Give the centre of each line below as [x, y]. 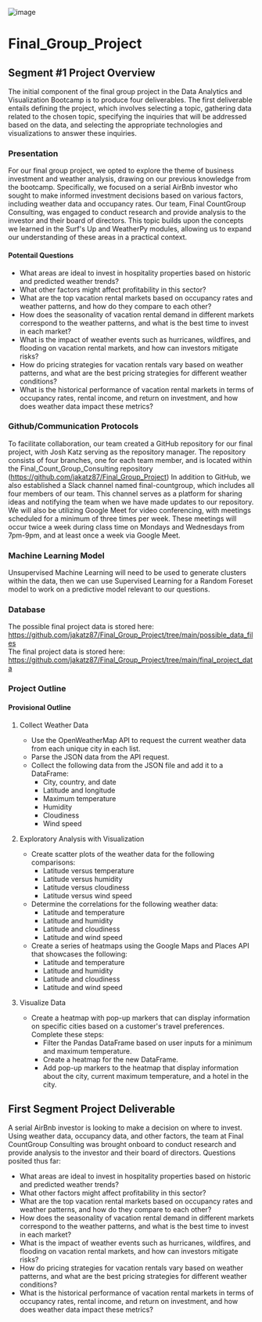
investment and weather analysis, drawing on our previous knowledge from [129, 179]
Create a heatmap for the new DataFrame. [110, 1059]
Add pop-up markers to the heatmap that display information [141, 1068]
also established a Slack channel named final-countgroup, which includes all [131, 485]
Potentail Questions [41, 255]
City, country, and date [80, 781]
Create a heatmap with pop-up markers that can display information [140, 1018]
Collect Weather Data [54, 725]
